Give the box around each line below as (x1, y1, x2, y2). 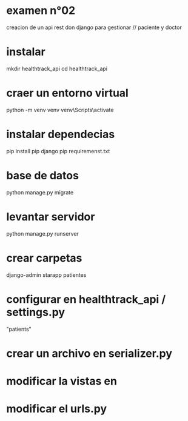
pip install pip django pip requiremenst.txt (6, 147, 110, 154)
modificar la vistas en (6, 374, 117, 388)
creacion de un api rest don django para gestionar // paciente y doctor (6, 24, 182, 31)
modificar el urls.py (6, 402, 107, 416)
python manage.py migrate (6, 188, 74, 196)
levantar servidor (6, 210, 95, 224)
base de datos (6, 168, 79, 182)
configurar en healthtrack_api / (6, 292, 166, 306)
